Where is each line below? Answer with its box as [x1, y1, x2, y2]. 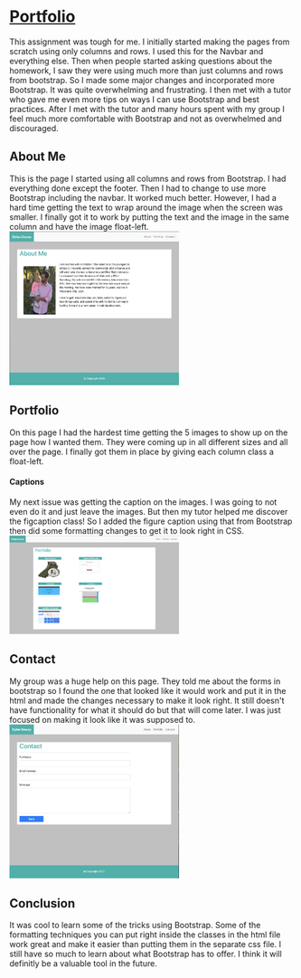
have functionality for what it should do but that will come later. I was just [9, 704, 281, 716]
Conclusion [9, 896, 76, 911]
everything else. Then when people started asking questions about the [9, 55, 273, 66]
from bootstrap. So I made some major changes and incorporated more [9, 74, 276, 85]
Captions [9, 477, 45, 488]
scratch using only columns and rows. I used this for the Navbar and [9, 45, 264, 56]
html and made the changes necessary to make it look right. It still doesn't [9, 695, 285, 706]
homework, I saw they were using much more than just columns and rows [9, 65, 284, 76]
